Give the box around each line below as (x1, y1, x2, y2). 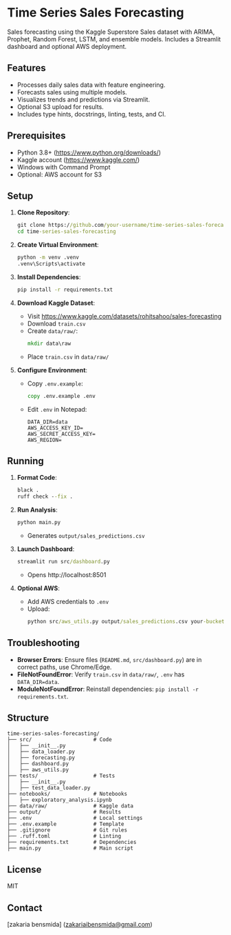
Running (7, 455, 45, 467)
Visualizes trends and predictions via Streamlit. (16, 95, 150, 103)
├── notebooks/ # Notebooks (7, 791, 128, 798)
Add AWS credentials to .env (27, 597, 109, 605)
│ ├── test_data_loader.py (7, 785, 91, 792)
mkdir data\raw (27, 340, 71, 347)
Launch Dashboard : (16, 545, 75, 553)
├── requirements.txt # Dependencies (7, 839, 137, 846)
